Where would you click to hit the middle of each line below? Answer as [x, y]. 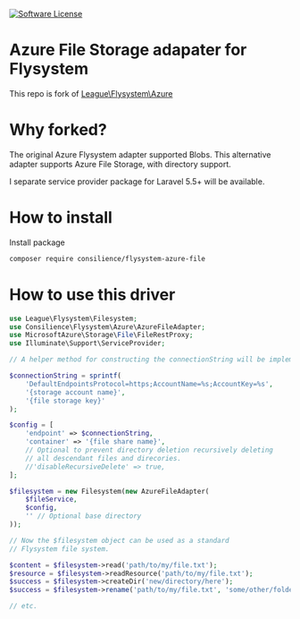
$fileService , [51, 500]
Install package [37, 242]
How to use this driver [92, 294]
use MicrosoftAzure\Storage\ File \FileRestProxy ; [101, 335]
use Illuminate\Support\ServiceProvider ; [87, 343]
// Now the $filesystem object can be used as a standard [119, 540]
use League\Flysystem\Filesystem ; [74, 318]
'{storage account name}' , [75, 392]
